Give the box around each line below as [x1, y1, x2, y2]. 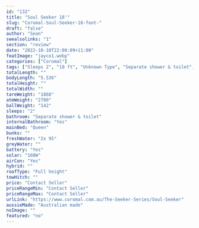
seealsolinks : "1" [6, 36, 52, 42]
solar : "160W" [6, 152, 41, 158]
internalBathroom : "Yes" [6, 119, 68, 125]
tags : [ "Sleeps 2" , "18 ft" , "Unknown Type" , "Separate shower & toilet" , [6, 64, 195, 70]
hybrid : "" [6, 163, 33, 169]
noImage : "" [6, 207, 36, 214]
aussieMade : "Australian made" [6, 202, 84, 208]
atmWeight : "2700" [6, 97, 52, 103]
